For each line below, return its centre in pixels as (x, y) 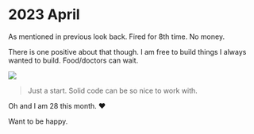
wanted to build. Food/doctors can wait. (73, 60)
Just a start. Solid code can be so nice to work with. (113, 90)
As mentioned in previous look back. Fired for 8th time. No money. (116, 36)
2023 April (44, 15)
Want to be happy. (38, 121)
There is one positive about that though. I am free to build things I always (127, 52)
